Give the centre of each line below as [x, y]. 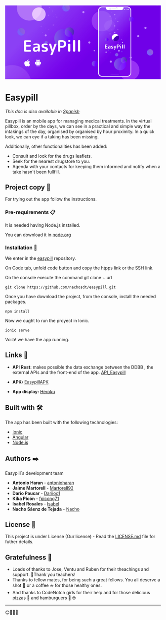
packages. [16, 302]
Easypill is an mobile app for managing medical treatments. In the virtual [78, 121]
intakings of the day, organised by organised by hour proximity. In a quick [80, 131]
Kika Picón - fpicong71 [36, 498]
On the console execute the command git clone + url [59, 278]
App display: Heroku [34, 391]
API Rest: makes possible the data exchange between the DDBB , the [83, 367]
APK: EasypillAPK [30, 382]
